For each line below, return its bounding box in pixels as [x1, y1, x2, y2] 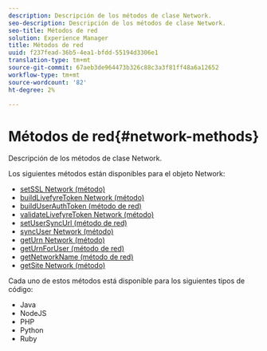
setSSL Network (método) [19, 184, 106, 194]
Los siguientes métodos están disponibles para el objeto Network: [8, 169, 226, 179]
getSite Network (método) [19, 261, 106, 270]
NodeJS [19, 309, 47, 318]
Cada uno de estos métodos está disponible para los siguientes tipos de [8, 276, 245, 286]
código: [8, 285, 33, 294]
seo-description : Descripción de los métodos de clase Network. [8, 19, 226, 27]
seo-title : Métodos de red [8, 26, 98, 34]
